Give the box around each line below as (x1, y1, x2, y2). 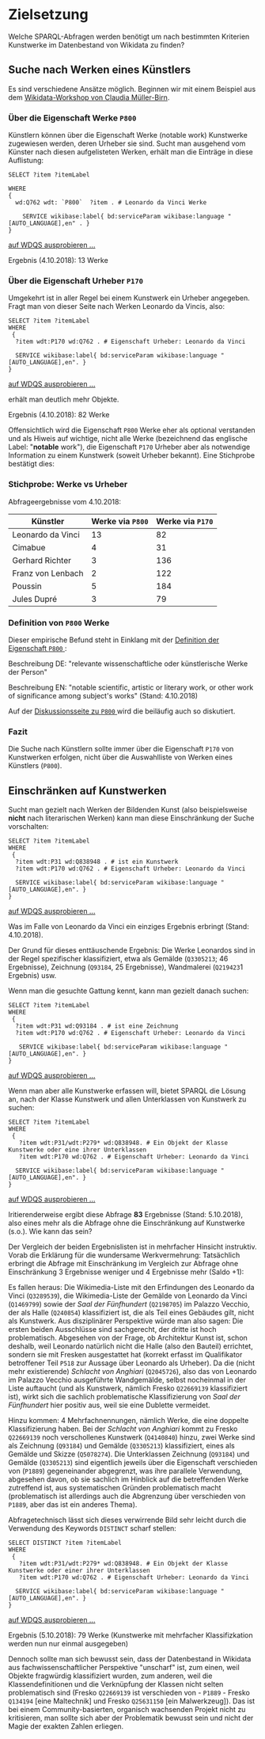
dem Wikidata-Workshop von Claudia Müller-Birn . (8, 93, 170, 102)
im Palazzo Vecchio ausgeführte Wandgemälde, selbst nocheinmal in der (8, 1376, 247, 1385)
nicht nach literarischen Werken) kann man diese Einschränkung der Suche (8, 813, 255, 823)
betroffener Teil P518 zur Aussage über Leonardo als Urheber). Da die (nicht (8, 1358, 256, 1368)
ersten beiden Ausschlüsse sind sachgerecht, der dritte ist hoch (8, 1325, 217, 1334)
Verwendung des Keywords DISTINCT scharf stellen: (8, 1524, 176, 1533)
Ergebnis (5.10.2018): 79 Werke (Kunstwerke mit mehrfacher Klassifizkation (8, 1631, 253, 1640)
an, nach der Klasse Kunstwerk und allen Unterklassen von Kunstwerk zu (8, 1094, 247, 1104)
